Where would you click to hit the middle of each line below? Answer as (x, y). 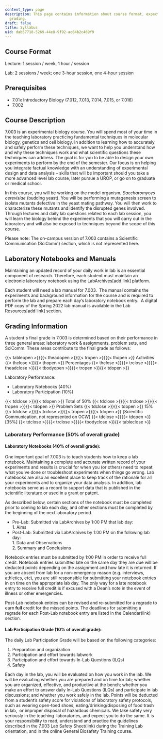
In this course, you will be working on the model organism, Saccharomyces (80, 193)
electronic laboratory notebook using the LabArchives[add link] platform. (78, 281)
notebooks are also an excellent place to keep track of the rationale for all (78, 478)
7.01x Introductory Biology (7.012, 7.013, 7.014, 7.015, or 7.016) (73, 100)
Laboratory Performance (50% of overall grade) (62, 434)
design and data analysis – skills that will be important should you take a (77, 173)
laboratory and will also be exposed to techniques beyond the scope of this (80, 224)
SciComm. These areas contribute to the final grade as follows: (68, 348)
